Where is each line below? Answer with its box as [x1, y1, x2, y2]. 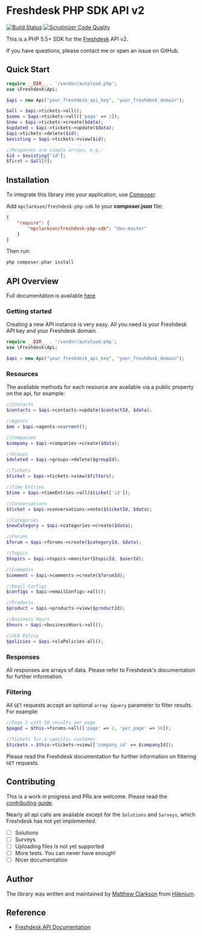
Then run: [6, 248, 31, 255]
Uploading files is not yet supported [14, 842, 104, 850]
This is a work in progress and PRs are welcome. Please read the [6, 792, 168, 800]
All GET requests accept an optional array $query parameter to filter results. [6, 702, 193, 709]
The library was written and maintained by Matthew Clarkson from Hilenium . [6, 890, 196, 897]
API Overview [6, 276, 59, 286]
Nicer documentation [14, 856, 68, 864]
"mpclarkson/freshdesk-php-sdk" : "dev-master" [28, 225, 147, 231]
